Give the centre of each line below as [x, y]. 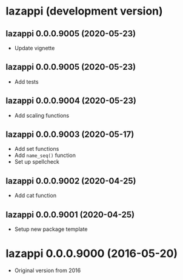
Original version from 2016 [48, 270]
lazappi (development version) [84, 11]
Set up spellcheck [37, 162]
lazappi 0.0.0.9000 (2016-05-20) [92, 254]
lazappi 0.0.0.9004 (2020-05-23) [71, 101]
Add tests [26, 82]
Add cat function [35, 196]
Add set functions [37, 149]
